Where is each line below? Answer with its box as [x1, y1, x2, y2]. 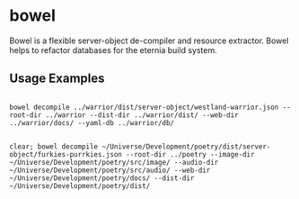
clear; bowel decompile [9, 141, 99, 151]
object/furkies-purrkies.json [9, 149, 123, 158]
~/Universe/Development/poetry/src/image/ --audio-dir [9, 158, 219, 167]
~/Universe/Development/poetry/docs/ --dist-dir [9, 173, 195, 183]
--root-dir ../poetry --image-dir [125, 149, 255, 158]
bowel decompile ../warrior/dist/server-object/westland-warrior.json [9, 103, 279, 112]
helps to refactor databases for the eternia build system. [9, 44, 217, 55]
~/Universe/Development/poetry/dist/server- [101, 141, 271, 151]
